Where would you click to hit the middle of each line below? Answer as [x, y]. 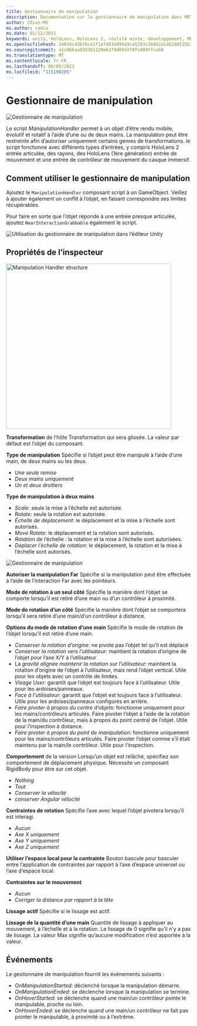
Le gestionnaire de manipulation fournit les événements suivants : [85, 974]
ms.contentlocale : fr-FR [36, 61]
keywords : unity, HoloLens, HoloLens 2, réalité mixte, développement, [95, 39]
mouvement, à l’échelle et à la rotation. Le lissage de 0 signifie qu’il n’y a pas [98, 929]
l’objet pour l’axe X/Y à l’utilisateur [55, 657]
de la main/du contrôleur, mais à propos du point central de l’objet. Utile [101, 720]
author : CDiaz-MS [27, 22]
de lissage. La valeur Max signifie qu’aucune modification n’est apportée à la [98, 935]
